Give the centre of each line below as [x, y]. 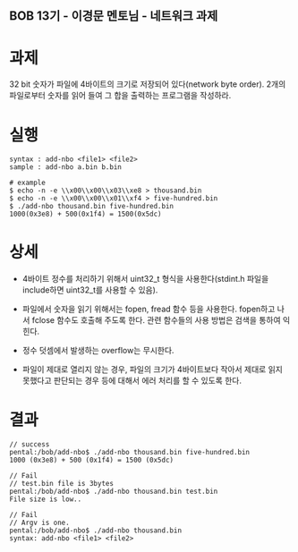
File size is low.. [46, 499]
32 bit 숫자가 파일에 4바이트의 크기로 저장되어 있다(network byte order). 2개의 [148, 84]
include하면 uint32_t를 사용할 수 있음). [90, 290]
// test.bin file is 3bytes [62, 484]
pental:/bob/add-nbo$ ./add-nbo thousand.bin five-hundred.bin [130, 453]
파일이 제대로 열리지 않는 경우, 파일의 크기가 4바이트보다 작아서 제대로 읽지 [153, 369]
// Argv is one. [39, 523]
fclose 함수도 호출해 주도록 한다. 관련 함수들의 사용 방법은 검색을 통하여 [156, 320]
